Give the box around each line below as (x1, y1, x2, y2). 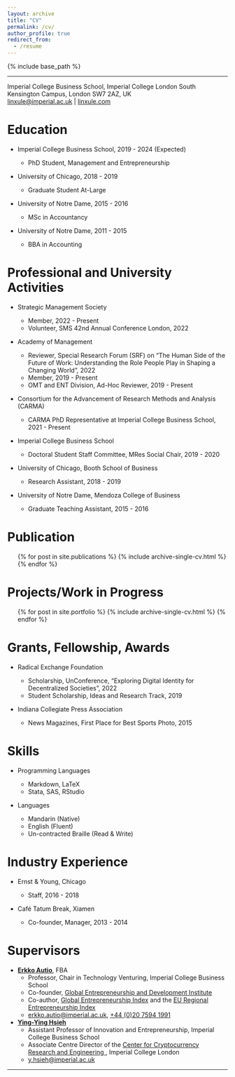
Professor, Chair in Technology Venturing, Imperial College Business (27, 973, 225, 982)
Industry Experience (7, 854, 128, 870)
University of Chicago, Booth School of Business (17, 464, 158, 472)
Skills (7, 743, 40, 758)
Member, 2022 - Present (27, 316, 99, 325)
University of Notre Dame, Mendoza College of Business (17, 490, 180, 499)
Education (7, 122, 68, 138)
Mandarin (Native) (27, 815, 80, 823)
